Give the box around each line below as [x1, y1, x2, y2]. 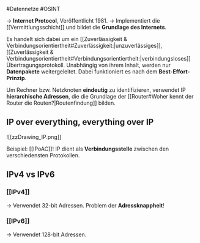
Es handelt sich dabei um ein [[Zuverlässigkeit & [6, 36, 127, 42]
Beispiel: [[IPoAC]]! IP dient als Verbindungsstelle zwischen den [6, 145, 169, 152]
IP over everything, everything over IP [6, 117, 154, 127]
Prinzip [6, 75, 25, 81]
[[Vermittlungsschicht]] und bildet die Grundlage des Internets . [6, 24, 167, 31]
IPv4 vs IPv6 [6, 170, 55, 180]
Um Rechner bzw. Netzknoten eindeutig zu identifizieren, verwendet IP [6, 86, 186, 94]
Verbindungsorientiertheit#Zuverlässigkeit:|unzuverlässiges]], [6, 42, 163, 49]
